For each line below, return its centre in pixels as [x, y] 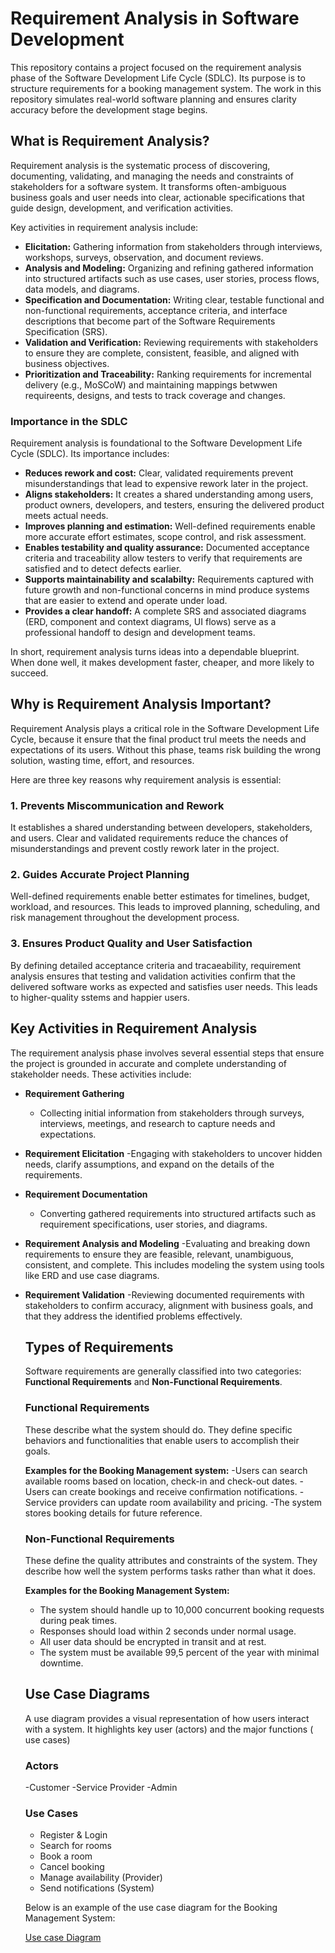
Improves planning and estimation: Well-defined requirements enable [170, 526]
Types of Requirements [99, 1347]
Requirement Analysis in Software [155, 18]
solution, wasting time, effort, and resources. [102, 760]
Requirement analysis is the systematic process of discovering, [140, 165]
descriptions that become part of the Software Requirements [150, 321]
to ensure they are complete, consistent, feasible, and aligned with [162, 353]
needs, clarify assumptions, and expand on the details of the [149, 1164]
